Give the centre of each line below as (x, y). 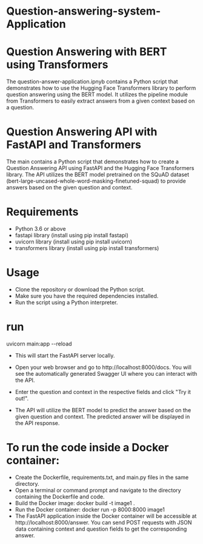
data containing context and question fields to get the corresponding (101, 529)
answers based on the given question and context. (69, 188)
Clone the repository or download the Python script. (80, 289)
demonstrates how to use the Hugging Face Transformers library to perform (101, 88)
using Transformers (57, 65)
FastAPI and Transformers (74, 145)
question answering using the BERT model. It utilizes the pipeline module (97, 95)
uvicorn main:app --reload (39, 344)
